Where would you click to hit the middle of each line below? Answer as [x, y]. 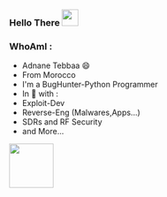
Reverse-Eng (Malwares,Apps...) [81, 113]
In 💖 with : [40, 94]
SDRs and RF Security [62, 122]
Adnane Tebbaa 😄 [56, 65]
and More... [43, 132]
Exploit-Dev [43, 103]
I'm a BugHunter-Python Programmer [90, 85]
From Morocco [49, 75]
